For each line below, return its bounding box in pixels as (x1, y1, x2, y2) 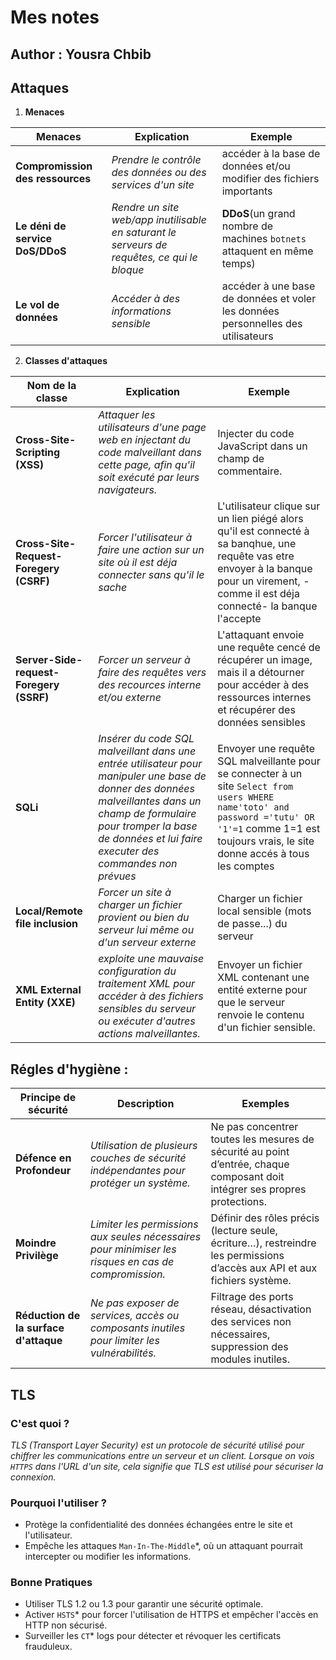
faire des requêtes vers (98, 666, 207, 680)
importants (221, 184, 273, 198)
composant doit (210, 1170, 285, 1184)
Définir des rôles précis (210, 1211, 320, 1225)
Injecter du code (217, 427, 295, 441)
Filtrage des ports (210, 1290, 294, 1304)
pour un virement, (217, 574, 301, 588)
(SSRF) (15, 691, 50, 705)
